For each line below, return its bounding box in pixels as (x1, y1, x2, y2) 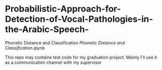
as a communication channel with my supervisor (5, 59, 102, 65)
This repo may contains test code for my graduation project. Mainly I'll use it (5, 54, 157, 60)
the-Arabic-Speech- (5, 24, 89, 35)
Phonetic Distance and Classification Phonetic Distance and (5, 40, 125, 45)
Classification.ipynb (5, 45, 45, 51)
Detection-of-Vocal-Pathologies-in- (5, 14, 153, 25)
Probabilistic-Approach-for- (5, 3, 121, 14)
